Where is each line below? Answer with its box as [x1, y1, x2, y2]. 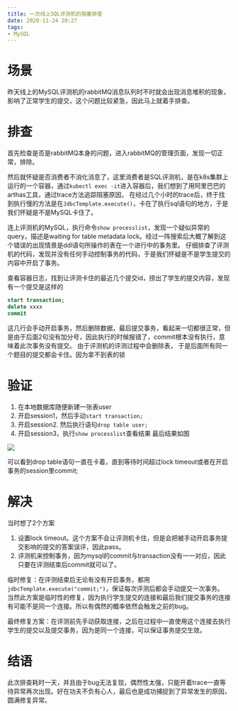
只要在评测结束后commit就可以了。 [17, 560, 120, 569]
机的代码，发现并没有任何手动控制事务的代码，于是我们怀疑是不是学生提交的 [7, 250, 231, 259]
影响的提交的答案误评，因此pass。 [23, 542, 125, 551]
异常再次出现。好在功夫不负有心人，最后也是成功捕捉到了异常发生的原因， [13, 687, 231, 695]
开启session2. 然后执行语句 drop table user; [17, 420, 149, 429]
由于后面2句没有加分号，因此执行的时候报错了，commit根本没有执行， [13, 332, 220, 341]
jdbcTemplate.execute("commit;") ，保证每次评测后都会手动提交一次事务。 [7, 584, 224, 593]
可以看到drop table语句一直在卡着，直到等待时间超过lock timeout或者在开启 [7, 457, 229, 466]
